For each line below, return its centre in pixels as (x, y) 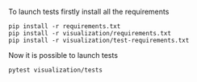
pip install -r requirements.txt (65, 27)
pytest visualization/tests (56, 70)
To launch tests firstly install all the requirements (89, 12)
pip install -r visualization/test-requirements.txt (99, 40)
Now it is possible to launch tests (63, 55)
